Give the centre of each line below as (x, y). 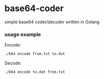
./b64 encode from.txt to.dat (35, 54)
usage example (23, 34)
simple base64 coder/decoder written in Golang (52, 22)
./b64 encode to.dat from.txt (35, 72)
